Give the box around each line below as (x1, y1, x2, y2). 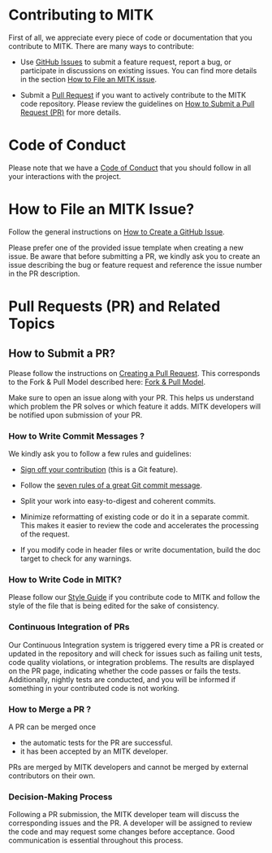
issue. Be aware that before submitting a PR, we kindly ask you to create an (8, 251, 261, 261)
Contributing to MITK (8, 6, 154, 24)
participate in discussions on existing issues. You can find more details (19, 65, 257, 75)
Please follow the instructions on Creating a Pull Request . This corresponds (8, 368, 261, 378)
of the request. (19, 529, 71, 539)
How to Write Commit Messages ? (8, 430, 145, 441)
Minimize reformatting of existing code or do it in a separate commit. (19, 512, 250, 522)
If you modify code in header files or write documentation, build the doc (19, 545, 261, 555)
